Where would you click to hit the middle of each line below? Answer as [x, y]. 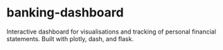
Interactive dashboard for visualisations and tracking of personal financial [111, 32]
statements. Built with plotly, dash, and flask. [70, 38]
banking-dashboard [65, 13]
